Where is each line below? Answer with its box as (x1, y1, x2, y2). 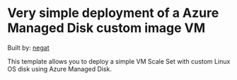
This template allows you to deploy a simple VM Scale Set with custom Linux (7, 57, 231, 65)
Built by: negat (7, 43, 50, 52)
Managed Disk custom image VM (7, 20, 206, 36)
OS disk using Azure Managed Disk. (7, 64, 112, 73)
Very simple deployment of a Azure (7, 5, 219, 21)
